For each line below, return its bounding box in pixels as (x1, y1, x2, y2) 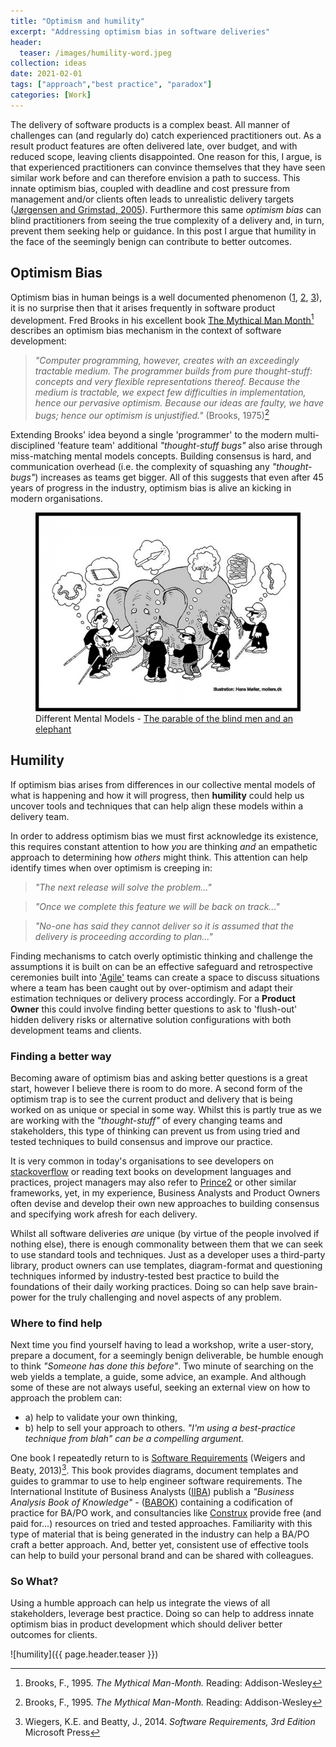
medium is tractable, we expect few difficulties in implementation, (34, 386, 307, 399)
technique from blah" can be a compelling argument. (24, 1433, 245, 1445)
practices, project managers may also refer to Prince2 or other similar (10, 1176, 297, 1188)
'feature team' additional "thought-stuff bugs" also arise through (57, 439, 323, 451)
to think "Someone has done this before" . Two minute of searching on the (10, 1360, 314, 1372)
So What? (10, 1574, 59, 1588)
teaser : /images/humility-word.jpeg (19, 48, 172, 58)
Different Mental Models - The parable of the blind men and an (35, 712, 294, 724)
